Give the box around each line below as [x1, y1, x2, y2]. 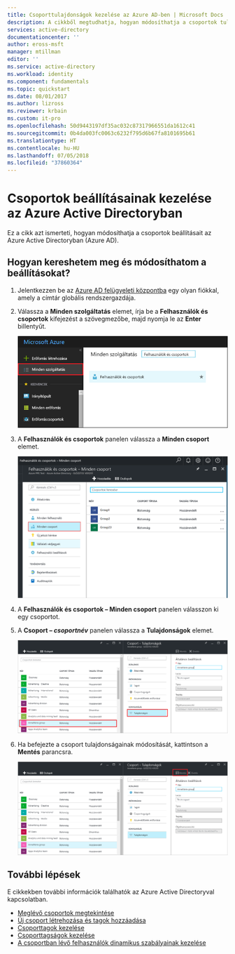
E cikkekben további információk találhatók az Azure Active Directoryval [7, 887, 215, 896]
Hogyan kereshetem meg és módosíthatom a [7, 256, 207, 268]
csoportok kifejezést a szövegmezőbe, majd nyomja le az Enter [17, 314, 201, 323]
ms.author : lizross [7, 100, 64, 107]
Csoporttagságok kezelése [17, 931, 95, 939]
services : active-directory [7, 26, 90, 33]
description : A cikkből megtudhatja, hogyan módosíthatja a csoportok [7, 18, 218, 26]
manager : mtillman [7, 48, 61, 55]
